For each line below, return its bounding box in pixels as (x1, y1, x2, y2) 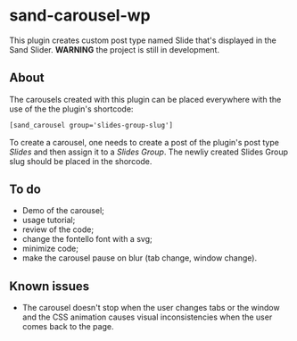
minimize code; (21, 243, 78, 254)
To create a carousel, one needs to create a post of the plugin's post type (9, 137, 279, 147)
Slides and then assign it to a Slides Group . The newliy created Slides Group (9, 146, 288, 157)
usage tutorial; (21, 215, 76, 226)
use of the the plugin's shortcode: (9, 104, 134, 114)
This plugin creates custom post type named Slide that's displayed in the (9, 35, 276, 46)
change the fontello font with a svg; (21, 234, 153, 245)
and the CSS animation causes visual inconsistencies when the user (21, 312, 273, 322)
